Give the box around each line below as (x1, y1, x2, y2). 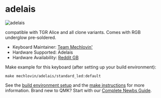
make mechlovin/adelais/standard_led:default (5, 73, 101, 78)
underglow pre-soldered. (5, 34, 56, 40)
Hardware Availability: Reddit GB (12, 54, 79, 60)
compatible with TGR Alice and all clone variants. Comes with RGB (5, 29, 141, 35)
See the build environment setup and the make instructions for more (5, 82, 145, 88)
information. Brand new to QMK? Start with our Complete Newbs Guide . (5, 87, 152, 93)
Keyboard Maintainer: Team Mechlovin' (12, 44, 93, 50)
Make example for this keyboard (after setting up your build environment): (5, 64, 157, 70)
